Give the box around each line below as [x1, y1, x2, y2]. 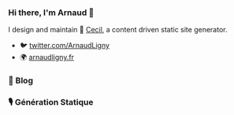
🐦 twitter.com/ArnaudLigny [19, 41, 110, 50]
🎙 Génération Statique [8, 97, 94, 108]
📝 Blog [8, 75, 34, 86]
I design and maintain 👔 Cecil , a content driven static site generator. [8, 25, 228, 35]
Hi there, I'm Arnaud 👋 [8, 7, 95, 18]
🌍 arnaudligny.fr [19, 53, 75, 62]
